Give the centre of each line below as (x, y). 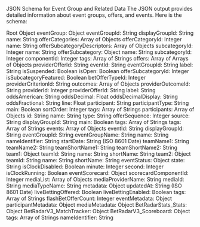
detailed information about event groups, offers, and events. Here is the (94, 15)
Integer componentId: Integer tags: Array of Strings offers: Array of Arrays (98, 58)
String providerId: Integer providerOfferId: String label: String (81, 90)
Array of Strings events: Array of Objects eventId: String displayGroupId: (95, 128)
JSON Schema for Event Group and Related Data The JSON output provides (99, 9)
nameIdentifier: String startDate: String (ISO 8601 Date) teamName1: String (98, 141)
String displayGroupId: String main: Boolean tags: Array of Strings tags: (94, 122)
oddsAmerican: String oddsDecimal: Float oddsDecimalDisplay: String (92, 96)
